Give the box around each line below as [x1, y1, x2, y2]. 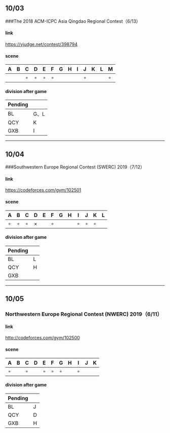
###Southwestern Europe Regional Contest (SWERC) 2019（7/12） [5, 164, 145, 170]
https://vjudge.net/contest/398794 [5, 41, 78, 48]
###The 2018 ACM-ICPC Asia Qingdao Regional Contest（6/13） [5, 18, 141, 24]
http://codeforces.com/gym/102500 [5, 335, 80, 341]
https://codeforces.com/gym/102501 [5, 187, 81, 193]
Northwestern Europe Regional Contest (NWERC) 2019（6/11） [5, 311, 163, 318]
